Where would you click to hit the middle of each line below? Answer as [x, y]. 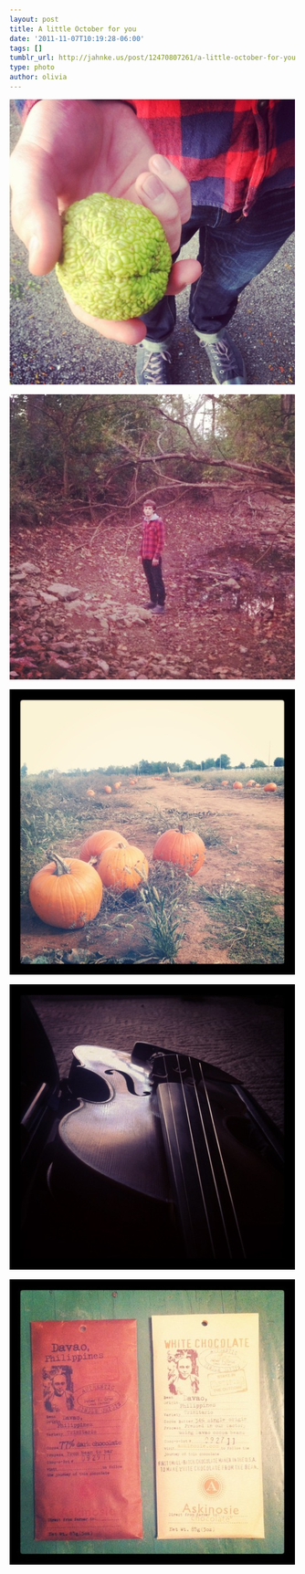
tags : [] [26, 48]
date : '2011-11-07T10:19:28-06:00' [77, 38]
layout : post [34, 19]
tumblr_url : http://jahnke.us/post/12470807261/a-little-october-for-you [153, 58]
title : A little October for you [73, 29]
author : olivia [38, 78]
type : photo [32, 68]
